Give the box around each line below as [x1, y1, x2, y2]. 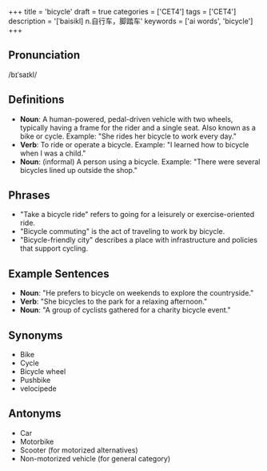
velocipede [19, 384, 58, 393]
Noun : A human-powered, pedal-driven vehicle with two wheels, [19, 114, 233, 123]
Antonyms [8, 407, 62, 421]
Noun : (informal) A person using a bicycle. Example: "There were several [19, 156, 261, 167]
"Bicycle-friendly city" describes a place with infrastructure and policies [19, 235, 258, 245]
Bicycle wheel [19, 367, 66, 376]
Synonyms [8, 328, 63, 342]
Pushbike [19, 376, 51, 385]
